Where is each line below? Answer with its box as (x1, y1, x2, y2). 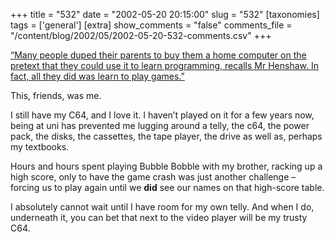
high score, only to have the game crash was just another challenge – (10, 171, 297, 183)
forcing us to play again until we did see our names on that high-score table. (10, 182, 325, 193)
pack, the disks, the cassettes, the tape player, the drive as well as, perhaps (10, 130, 323, 142)
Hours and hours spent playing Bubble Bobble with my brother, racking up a (10, 160, 323, 172)
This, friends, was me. (10, 90, 102, 101)
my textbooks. (10, 141, 70, 153)
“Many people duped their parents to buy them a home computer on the (10, 49, 307, 61)
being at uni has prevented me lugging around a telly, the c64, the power (10, 120, 310, 131)
